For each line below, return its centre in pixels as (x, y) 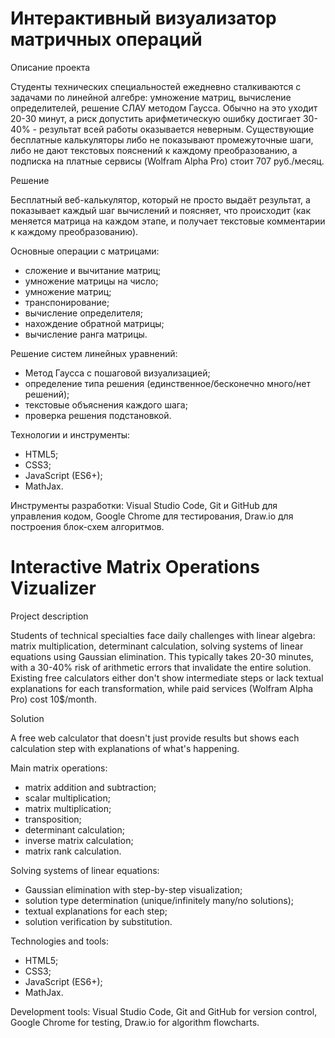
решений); (47, 394)
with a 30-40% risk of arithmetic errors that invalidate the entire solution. (161, 667)
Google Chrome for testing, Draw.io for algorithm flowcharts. (135, 1022)
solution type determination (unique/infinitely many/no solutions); (159, 900)
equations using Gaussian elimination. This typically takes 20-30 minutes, (162, 656)
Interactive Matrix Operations (135, 567)
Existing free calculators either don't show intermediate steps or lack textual (167, 678)
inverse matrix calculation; (79, 840)
